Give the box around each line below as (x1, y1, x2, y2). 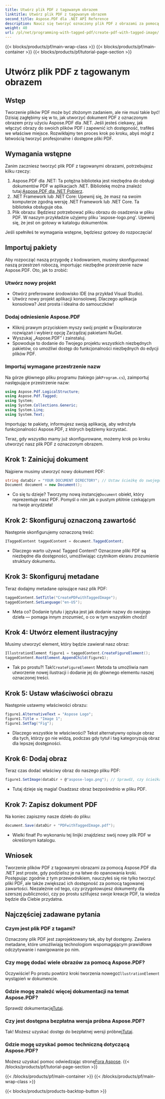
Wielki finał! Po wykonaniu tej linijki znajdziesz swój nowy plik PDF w (12, 832, 151, 838)
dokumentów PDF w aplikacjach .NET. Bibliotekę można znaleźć (12, 183, 142, 189)
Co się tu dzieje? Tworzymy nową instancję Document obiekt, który (12, 491, 144, 497)
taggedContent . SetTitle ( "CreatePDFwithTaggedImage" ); (5, 595, 118, 600)
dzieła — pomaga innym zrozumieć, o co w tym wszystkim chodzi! (12, 614, 147, 620)
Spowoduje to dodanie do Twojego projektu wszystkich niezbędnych (12, 340, 152, 346)
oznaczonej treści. (12, 675, 50, 681)
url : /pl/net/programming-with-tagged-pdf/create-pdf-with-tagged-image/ (5, 30, 160, 35)
